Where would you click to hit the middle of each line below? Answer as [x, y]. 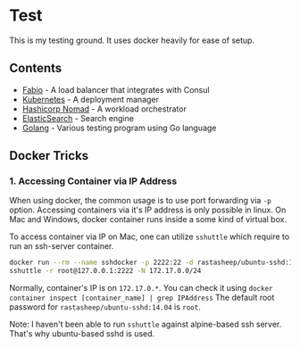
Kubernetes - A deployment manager [90, 99]
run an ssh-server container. [62, 246]
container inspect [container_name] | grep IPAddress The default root [142, 298]
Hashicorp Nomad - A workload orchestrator [104, 109]
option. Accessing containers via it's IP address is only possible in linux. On [148, 210]
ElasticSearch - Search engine [78, 118]
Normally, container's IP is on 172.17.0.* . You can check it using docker [141, 288]
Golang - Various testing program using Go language [119, 128]
